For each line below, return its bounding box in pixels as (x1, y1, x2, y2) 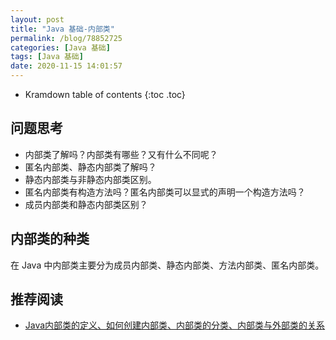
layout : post (10, 14, 65, 25)
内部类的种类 (10, 231, 90, 248)
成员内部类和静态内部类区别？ (24, 198, 148, 210)
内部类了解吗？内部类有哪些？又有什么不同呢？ (24, 148, 218, 160)
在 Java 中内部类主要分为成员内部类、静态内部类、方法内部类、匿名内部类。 (10, 259, 325, 271)
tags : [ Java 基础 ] (10, 52, 84, 62)
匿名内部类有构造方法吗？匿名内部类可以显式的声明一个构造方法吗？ (24, 186, 306, 198)
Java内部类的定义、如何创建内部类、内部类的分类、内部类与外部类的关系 (24, 319, 326, 331)
